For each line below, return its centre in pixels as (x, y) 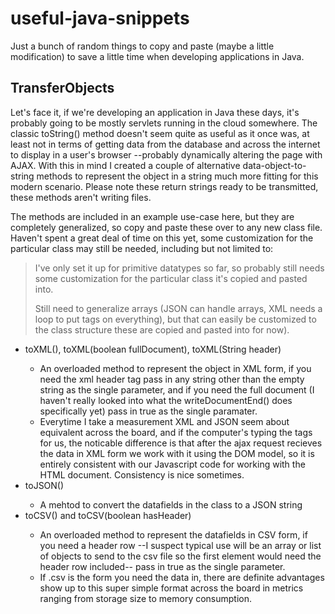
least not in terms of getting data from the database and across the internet (165, 144)
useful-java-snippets (100, 18)
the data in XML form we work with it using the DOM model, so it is (177, 453)
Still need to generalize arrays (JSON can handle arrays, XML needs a (178, 308)
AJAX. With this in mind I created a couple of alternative (125, 165)
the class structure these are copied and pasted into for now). (162, 329)
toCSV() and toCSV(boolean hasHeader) (108, 515)
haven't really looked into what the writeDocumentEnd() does (166, 400)
